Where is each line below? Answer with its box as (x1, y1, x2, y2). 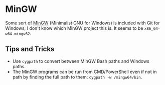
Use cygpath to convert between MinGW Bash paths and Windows (12, 58, 149, 64)
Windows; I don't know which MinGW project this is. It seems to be (5, 25, 143, 31)
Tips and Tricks (5, 45, 55, 53)
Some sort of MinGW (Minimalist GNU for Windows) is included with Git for (5, 20, 160, 26)
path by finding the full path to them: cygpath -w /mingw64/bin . (12, 74, 142, 80)
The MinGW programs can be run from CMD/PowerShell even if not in (12, 69, 157, 75)
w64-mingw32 (5, 31, 30, 36)
